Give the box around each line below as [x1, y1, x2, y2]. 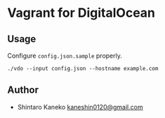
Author [7, 84, 39, 96]
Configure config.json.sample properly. [7, 51, 123, 60]
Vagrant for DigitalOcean [7, 5, 156, 21]
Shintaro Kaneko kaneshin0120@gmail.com [17, 103, 143, 111]
